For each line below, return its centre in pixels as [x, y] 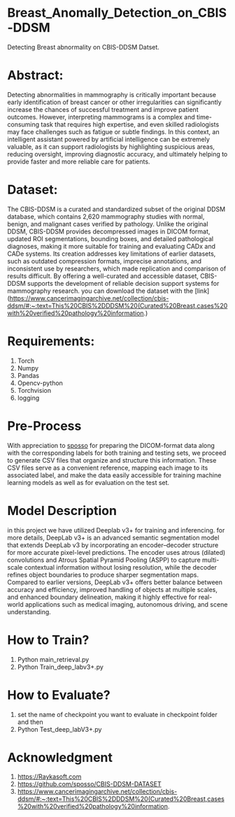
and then [30, 722]
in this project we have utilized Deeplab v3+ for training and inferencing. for [116, 530]
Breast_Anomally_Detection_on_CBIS [117, 13]
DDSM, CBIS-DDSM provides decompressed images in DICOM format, [109, 231]
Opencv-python [40, 383]
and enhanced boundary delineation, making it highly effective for [102, 597]
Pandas [28, 375]
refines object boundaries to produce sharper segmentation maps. [103, 574]
